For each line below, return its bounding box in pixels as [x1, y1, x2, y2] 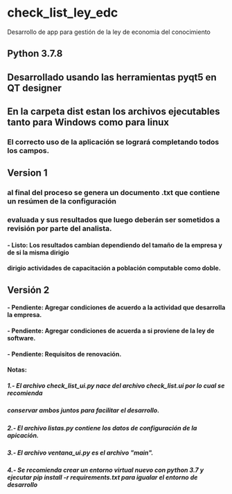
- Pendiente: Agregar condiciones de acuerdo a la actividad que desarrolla [7, 303, 226, 312]
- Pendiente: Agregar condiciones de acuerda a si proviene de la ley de [7, 327, 215, 335]
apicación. [7, 431, 39, 439]
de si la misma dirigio [7, 248, 69, 257]
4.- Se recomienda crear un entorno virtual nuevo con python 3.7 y [7, 466, 204, 475]
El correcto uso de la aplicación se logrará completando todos [7, 137, 220, 147]
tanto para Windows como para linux [7, 116, 170, 129]
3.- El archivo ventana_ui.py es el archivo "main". [7, 448, 154, 457]
